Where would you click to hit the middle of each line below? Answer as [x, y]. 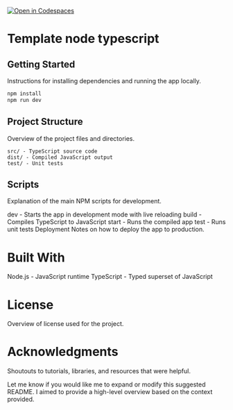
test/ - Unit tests [35, 163]
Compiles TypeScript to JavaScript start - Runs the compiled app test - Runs [116, 222]
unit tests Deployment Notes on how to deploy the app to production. [106, 230]
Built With [36, 257]
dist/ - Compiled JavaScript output [60, 157]
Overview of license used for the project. [66, 324]
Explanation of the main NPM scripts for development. [84, 201]
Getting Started [41, 64]
